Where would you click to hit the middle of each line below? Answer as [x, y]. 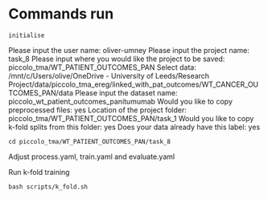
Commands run [61, 14]
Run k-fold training [39, 172]
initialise [27, 35]
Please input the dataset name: [127, 92]
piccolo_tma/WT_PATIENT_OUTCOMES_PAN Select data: [103, 67]
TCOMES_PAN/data [41, 92]
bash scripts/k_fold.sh [48, 187]
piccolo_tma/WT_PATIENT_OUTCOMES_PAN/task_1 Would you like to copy [131, 118]
